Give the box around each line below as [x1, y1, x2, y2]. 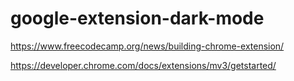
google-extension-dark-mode [10, 7, 265, 30]
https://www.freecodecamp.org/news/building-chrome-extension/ [10, 40, 285, 52]
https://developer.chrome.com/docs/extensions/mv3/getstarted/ [10, 59, 277, 71]
